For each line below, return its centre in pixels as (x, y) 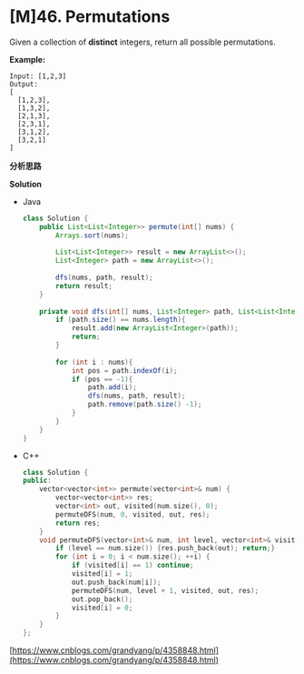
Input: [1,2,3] (38, 76)
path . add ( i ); (113, 387)
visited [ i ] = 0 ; (102, 608)
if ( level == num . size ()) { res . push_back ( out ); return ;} (165, 548)
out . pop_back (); (102, 599)
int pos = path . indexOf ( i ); (124, 370)
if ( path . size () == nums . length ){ (121, 320)
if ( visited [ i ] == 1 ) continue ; (132, 566)
